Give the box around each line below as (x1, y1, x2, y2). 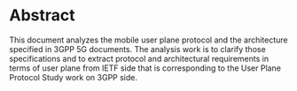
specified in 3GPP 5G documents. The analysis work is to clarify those (9, 43, 266, 54)
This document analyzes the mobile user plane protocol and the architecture (9, 34, 288, 45)
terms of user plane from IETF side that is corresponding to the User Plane (9, 63, 282, 73)
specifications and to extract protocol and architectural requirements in (9, 53, 269, 64)
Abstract (9, 5, 75, 26)
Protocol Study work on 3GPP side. (9, 72, 137, 82)
